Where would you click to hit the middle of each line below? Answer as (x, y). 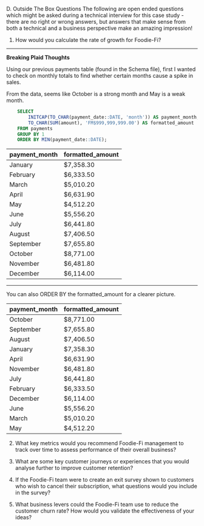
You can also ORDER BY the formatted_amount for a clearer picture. (91, 294)
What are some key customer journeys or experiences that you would (102, 462)
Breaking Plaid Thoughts (38, 57)
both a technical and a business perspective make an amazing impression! (100, 28)
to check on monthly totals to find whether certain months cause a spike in (100, 76)
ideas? (23, 517)
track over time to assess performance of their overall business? (96, 450)
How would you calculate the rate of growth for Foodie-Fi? (88, 40)
